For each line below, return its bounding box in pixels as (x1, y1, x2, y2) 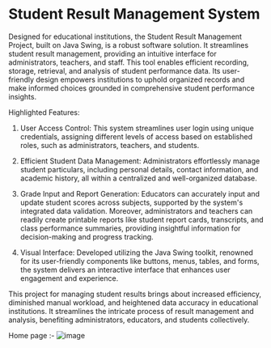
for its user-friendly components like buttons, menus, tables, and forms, (19, 256, 260, 265)
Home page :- (8, 330, 55, 340)
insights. (8, 91, 37, 101)
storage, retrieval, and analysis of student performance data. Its (8, 66, 221, 75)
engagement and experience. (19, 273, 119, 283)
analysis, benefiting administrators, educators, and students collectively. (8, 315, 250, 325)
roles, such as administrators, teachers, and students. (19, 140, 200, 150)
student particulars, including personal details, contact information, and (19, 164, 259, 174)
